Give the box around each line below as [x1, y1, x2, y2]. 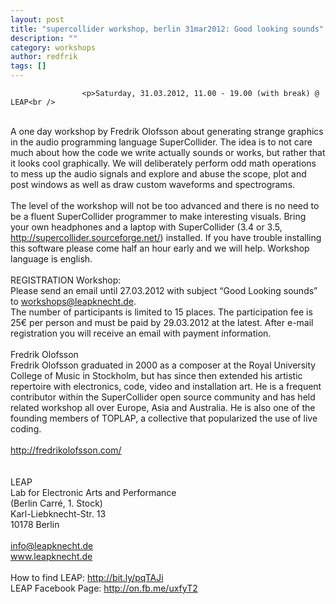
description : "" [10, 33, 78, 43]
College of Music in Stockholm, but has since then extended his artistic [10, 370, 303, 381]
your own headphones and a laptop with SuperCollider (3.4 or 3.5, [10, 221, 283, 233]
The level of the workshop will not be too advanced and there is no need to [10, 200, 320, 211]
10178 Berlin [10, 519, 60, 530]
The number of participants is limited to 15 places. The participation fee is [10, 306, 313, 318]
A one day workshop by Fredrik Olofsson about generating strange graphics [10, 126, 324, 137]
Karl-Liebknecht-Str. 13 [10, 508, 107, 520]
